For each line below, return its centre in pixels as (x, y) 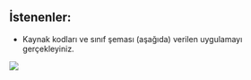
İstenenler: (40, 18)
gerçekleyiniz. (48, 49)
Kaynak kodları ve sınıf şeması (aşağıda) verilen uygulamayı (132, 39)
